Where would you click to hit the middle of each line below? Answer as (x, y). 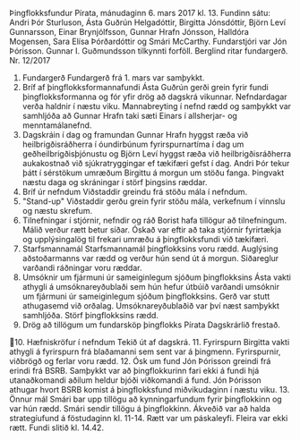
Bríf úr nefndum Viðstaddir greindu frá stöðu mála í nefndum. (135, 192)
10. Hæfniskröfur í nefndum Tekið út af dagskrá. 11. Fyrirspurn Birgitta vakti (152, 342)
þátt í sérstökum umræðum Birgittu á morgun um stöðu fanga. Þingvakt (153, 173)
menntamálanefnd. (57, 125)
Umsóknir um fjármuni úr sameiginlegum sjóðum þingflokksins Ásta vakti (156, 277)
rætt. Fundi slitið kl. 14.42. (57, 427)
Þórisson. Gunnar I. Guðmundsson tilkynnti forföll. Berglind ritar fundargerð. (149, 51)
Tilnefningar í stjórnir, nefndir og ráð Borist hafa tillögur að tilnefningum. (154, 220)
